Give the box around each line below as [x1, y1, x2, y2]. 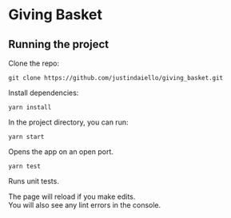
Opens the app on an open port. [8, 147, 114, 157]
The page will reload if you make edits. [8, 192, 136, 201]
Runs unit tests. [8, 176, 60, 185]
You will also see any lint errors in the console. [8, 200, 161, 209]
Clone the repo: [8, 58, 60, 68]
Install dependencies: [8, 88, 79, 97]
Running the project [8, 38, 110, 51]
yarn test [8, 162, 42, 170]
